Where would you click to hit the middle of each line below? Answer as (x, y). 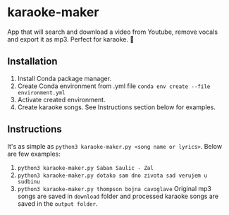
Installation (32, 62)
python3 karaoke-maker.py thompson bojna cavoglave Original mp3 (114, 188)
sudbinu (29, 182)
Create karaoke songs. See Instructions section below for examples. (117, 107)
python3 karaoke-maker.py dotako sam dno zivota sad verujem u (112, 176)
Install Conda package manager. (64, 78)
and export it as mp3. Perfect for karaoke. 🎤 (71, 39)
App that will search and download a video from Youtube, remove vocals (113, 32)
